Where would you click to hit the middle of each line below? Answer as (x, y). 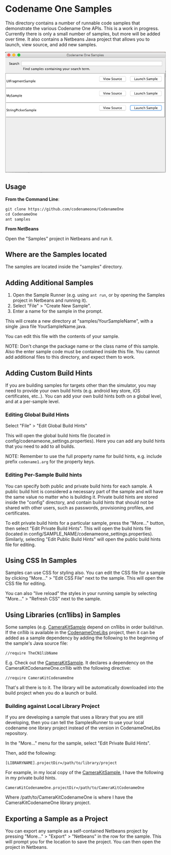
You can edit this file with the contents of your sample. (62, 336)
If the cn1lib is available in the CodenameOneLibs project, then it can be (80, 633)
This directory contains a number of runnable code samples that (73, 23)
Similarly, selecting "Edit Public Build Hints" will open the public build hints (83, 539)
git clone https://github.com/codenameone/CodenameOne (65, 209)
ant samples (18, 219)
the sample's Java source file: (37, 643)
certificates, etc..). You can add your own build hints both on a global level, (84, 396)
